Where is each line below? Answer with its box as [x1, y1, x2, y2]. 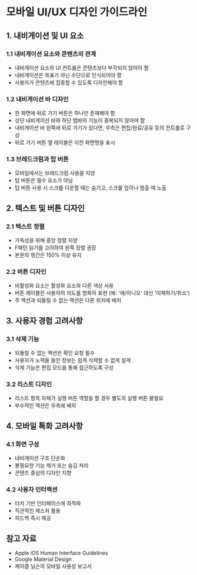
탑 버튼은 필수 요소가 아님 [14, 177, 74, 184]
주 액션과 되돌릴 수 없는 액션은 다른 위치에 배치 [14, 297, 122, 304]
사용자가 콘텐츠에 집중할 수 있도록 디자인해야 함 [14, 79, 123, 86]
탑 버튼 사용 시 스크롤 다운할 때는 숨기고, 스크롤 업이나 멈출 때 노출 [14, 184, 166, 191]
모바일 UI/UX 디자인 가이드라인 [6, 5, 148, 19]
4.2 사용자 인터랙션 [6, 486, 58, 494]
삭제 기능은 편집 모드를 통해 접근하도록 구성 [14, 364, 114, 371]
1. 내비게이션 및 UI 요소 [6, 31, 84, 41]
